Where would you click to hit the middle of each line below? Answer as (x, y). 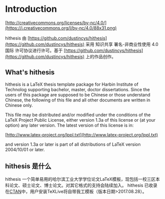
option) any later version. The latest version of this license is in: (69, 125)
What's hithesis (30, 72)
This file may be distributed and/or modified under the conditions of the (78, 115)
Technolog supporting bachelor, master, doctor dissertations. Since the (78, 89)
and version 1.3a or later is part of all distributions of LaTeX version (73, 144)
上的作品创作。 (101, 56)
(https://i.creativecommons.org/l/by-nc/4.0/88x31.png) (61, 28)
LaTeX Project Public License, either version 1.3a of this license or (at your (80, 120)
